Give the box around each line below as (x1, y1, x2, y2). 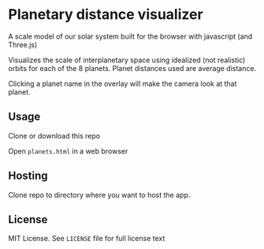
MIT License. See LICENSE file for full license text (8, 234, 165, 243)
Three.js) (8, 39, 38, 49)
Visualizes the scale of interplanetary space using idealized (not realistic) (8, 55, 246, 65)
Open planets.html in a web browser (8, 146, 128, 155)
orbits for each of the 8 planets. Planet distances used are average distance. (8, 63, 257, 72)
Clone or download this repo (8, 131, 101, 140)
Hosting (8, 169, 49, 183)
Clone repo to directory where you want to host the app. (8, 190, 191, 199)
